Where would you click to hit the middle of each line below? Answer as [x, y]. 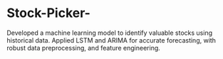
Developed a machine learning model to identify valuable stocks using [110, 33]
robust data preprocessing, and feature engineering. [84, 48]
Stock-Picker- [48, 13]
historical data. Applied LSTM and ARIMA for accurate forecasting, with [111, 40]
